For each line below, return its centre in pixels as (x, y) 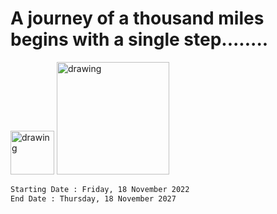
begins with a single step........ (139, 39)
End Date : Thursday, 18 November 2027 (93, 198)
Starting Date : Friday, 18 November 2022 (100, 189)
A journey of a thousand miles (137, 18)
